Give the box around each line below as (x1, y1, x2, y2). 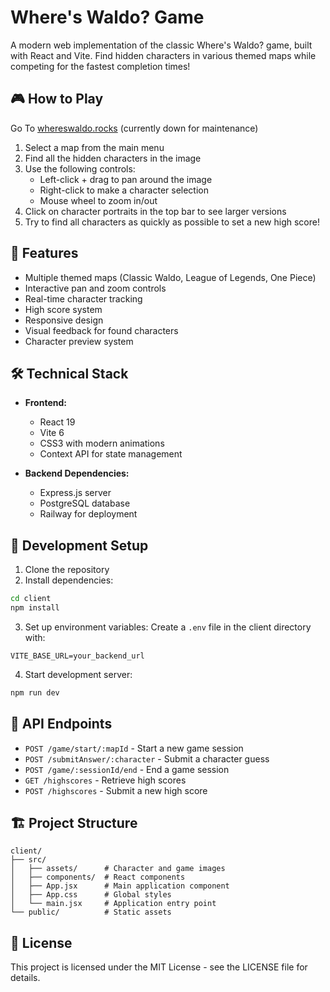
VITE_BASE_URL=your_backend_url (10, 651, 145, 661)
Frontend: (24, 397, 67, 409)
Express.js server (39, 487, 112, 499)
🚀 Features (10, 245, 79, 262)
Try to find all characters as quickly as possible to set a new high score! (24, 216, 320, 228)
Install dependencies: (24, 574, 114, 586)
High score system (24, 303, 103, 315)
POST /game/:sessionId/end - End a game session (24, 763, 230, 775)
